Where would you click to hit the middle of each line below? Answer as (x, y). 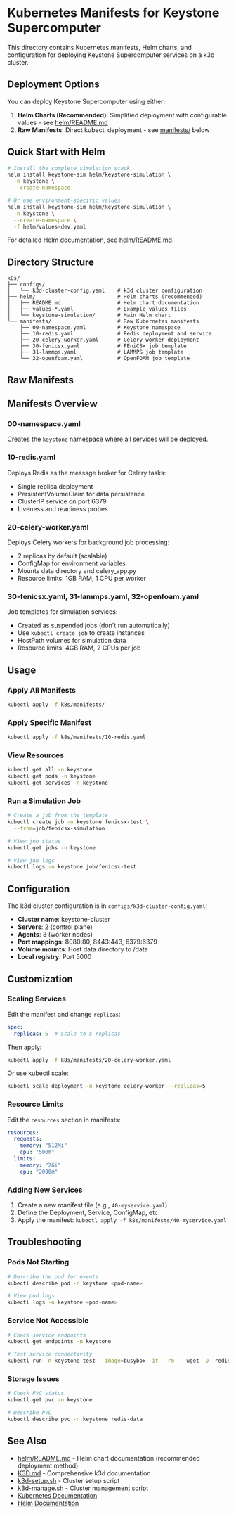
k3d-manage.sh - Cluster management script (83, 1488)
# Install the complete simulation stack (69, 168)
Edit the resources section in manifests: (64, 1120)
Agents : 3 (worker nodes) (55, 935)
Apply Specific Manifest (49, 722)
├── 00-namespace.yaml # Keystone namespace (100, 328)
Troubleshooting (45, 1242)
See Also (27, 1441)
